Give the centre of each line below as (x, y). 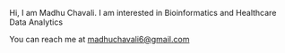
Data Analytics (36, 22)
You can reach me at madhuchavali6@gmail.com (99, 39)
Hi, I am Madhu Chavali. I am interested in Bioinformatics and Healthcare (143, 13)
